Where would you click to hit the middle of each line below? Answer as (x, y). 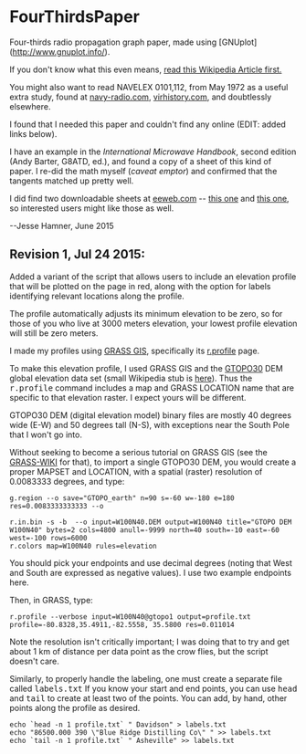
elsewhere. (30, 106)
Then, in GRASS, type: (51, 600)
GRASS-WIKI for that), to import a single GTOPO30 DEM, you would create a (153, 462)
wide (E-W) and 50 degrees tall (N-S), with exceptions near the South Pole (150, 424)
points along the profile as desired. (75, 707)
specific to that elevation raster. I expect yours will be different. (128, 397)
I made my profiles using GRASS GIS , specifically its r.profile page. (135, 351)
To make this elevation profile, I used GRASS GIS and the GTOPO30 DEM (146, 368)
